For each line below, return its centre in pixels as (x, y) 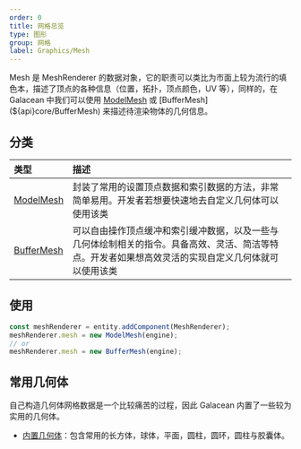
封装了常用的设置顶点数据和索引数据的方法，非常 (176, 186)
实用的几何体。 (37, 417)
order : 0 (26, 17)
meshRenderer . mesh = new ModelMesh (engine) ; (94, 335)
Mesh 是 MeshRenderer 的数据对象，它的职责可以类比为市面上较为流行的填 (148, 78)
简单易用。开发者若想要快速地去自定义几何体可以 (176, 200)
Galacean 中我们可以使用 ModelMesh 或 (83, 100)
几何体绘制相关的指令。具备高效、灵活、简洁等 (171, 244)
